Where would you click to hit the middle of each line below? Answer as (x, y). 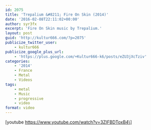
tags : (11, 84)
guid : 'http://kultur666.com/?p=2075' (46, 38)
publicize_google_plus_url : (35, 52)
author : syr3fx (21, 24)
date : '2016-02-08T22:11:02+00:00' (42, 19)
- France (23, 71)
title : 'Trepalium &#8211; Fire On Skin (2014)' (57, 15)
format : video (20, 108)
